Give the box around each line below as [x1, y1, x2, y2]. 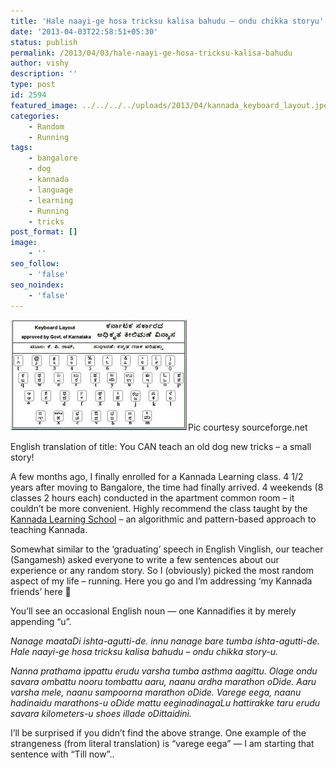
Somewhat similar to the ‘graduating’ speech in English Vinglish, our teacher [10, 543, 324, 555]
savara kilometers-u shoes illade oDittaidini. [10, 708, 192, 720]
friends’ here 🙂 [10, 586, 72, 598]
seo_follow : [10, 259, 60, 269]
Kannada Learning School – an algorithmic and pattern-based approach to [10, 513, 317, 525]
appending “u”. [10, 616, 72, 628]
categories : [10, 111, 60, 121]
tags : [10, 143, 33, 153]
